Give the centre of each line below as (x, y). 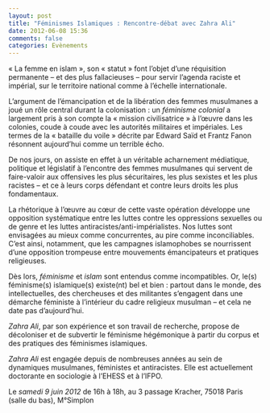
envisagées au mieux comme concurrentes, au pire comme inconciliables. (131, 235)
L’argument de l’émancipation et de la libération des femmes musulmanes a (133, 101)
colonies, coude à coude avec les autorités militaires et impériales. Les (126, 127)
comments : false (35, 38)
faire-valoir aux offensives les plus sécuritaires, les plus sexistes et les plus (133, 177)
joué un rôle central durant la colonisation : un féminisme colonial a (120, 110)
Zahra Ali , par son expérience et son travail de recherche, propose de (124, 326)
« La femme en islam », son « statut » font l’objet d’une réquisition (117, 68)
